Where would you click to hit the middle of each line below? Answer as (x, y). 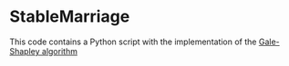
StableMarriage (70, 17)
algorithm (59, 51)
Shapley (25, 51)
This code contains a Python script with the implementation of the (133, 42)
